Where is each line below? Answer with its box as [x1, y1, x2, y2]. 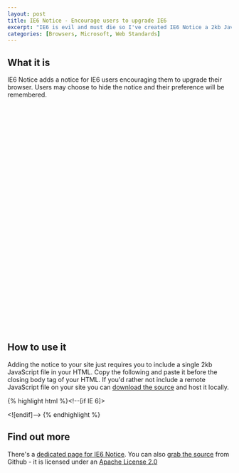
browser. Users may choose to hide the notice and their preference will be [7, 83, 225, 92]
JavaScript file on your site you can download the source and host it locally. [7, 383, 230, 391]
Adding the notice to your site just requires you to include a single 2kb [7, 360, 213, 369]
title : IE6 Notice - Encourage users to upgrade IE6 [7, 17, 167, 24]
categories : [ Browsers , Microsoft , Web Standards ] [7, 30, 161, 38]
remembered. [7, 90, 48, 99]
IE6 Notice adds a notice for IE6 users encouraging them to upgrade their [7, 75, 223, 84]
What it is [7, 56, 51, 68]
